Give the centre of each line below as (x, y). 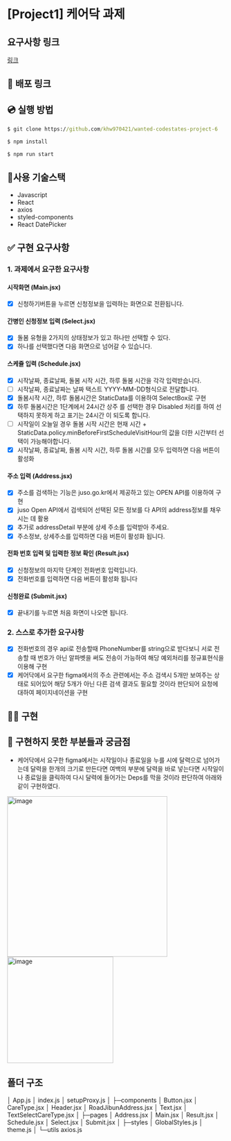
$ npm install (28, 142)
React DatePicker (42, 224)
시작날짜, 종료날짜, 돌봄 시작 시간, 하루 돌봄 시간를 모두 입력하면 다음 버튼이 (118, 450)
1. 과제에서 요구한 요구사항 (48, 269)
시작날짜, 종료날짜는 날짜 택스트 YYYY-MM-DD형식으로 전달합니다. (108, 389)
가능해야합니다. (50, 441)
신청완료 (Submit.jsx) (37, 596)
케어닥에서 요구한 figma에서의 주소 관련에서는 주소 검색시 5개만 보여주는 (115, 675)
